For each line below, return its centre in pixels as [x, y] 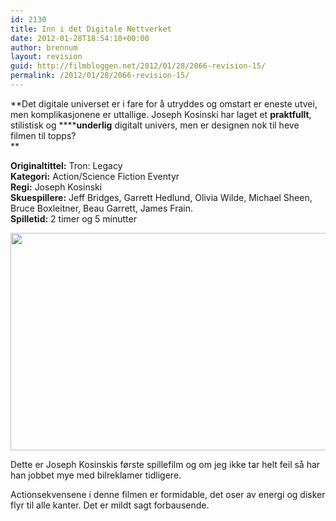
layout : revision [46, 57]
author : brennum [44, 47]
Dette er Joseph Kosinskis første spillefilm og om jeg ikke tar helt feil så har [165, 464]
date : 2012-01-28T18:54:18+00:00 [80, 38]
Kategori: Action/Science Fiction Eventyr [95, 176]
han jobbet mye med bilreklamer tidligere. [96, 475]
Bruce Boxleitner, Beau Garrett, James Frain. [101, 208]
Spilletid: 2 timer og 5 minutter [73, 218]
